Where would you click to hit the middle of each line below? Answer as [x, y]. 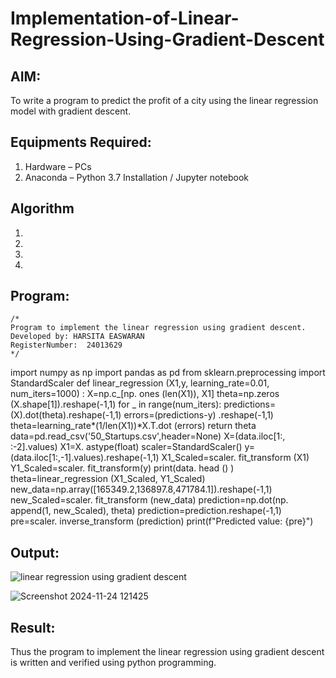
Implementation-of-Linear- [125, 18]
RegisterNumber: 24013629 [66, 345]
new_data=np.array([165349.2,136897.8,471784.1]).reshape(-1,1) [141, 489]
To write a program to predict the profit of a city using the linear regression [164, 100]
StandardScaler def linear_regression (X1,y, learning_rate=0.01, [140, 383]
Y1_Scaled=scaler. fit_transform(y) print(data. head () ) [122, 468]
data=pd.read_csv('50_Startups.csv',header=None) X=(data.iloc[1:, [148, 436]
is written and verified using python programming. [113, 663]
